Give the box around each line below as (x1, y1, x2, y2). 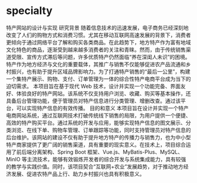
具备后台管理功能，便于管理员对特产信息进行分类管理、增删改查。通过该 (6, 97, 181, 104)
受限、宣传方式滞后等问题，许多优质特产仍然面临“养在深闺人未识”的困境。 (11, 53, 191, 60)
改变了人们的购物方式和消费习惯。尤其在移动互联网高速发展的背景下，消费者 (6, 31, 191, 39)
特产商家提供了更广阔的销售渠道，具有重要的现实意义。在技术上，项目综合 (6, 141, 186, 148)
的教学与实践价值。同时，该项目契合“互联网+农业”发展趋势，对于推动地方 (6, 163, 184, 170)
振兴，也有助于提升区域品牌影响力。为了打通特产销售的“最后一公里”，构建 (11, 68, 191, 75)
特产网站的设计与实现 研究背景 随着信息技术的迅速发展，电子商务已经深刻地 (6, 24, 189, 31)
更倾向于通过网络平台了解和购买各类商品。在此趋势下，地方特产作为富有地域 (6, 39, 191, 46)
